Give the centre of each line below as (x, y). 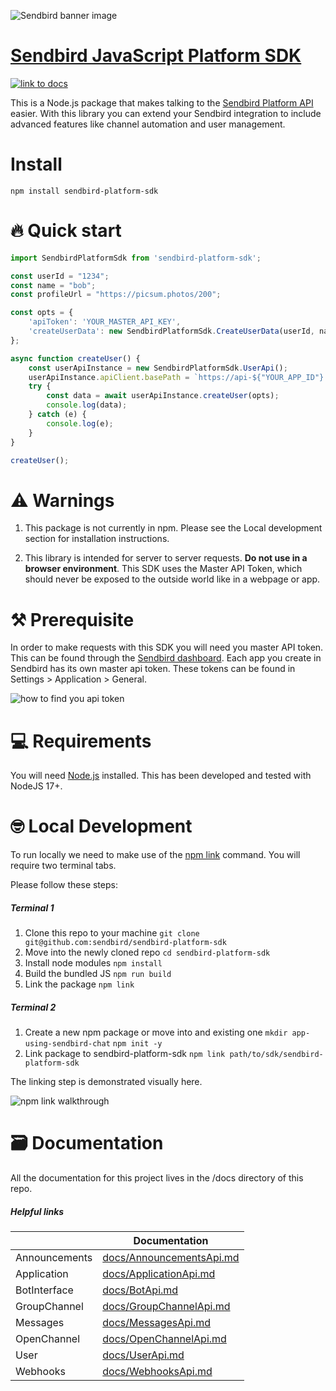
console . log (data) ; (87, 405)
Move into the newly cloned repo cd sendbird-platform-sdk (147, 952)
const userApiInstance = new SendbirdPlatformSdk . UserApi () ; (158, 368)
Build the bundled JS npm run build (98, 974)
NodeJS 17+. (36, 786)
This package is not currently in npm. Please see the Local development (173, 528)
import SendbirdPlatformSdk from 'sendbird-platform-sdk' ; (136, 258)
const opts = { (42, 313)
